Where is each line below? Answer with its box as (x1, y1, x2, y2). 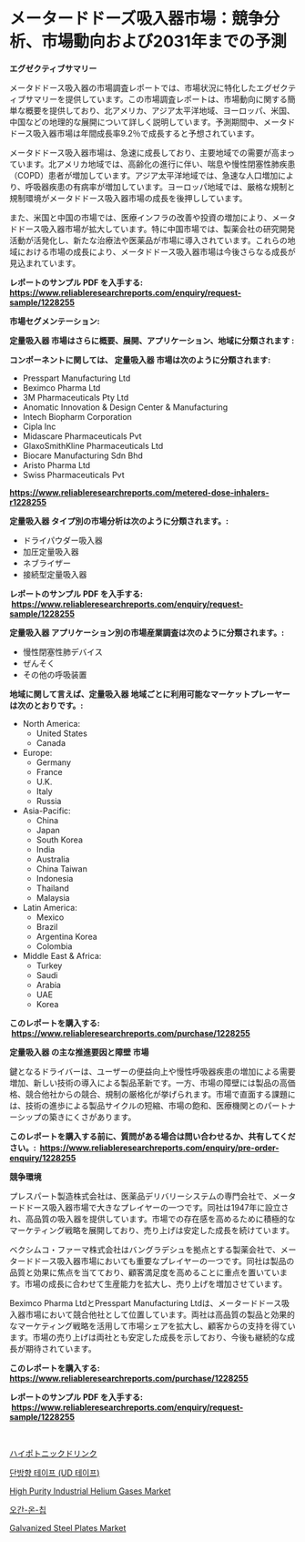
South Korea (36, 834, 84, 845)
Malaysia (36, 892, 70, 903)
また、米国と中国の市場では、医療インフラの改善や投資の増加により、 (9, 211, 272, 223)
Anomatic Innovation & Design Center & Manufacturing (22, 402, 229, 413)
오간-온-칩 (9, 1504, 47, 1515)
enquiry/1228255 (9, 1152, 76, 1163)
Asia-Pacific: (22, 805, 71, 816)
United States (36, 728, 88, 739)
